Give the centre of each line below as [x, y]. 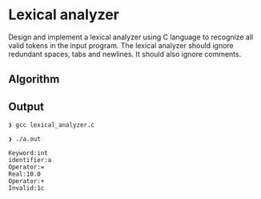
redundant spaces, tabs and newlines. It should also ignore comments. [125, 54]
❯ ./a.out [25, 139]
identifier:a [30, 160]
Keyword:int [28, 153]
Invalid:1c [26, 189]
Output [26, 106]
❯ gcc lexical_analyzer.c [51, 125]
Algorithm [34, 79]
